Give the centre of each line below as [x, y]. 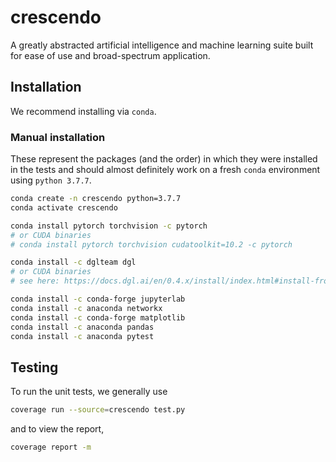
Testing [34, 367]
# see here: [35, 281]
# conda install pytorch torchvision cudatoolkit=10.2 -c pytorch [151, 244]
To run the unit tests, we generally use [89, 392]
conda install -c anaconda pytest [82, 336]
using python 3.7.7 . [51, 180]
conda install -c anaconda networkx [86, 308]
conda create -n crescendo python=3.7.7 [96, 199]
